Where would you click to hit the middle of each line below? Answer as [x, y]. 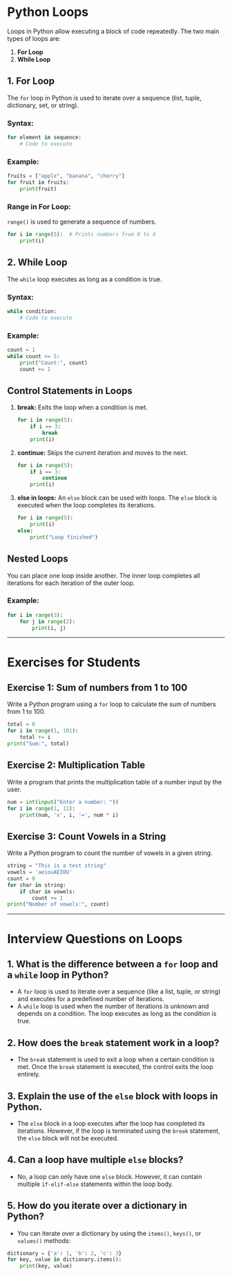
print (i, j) [49, 628]
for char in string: [37, 885]
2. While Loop [37, 263]
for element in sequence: [44, 138]
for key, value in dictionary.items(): [65, 1260]
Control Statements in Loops [70, 391]
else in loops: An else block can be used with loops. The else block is [117, 498]
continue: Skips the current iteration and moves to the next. [102, 452]
